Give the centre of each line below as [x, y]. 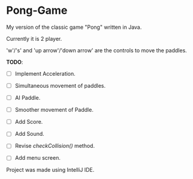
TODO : [15, 62]
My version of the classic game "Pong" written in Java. [74, 27]
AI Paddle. [28, 98]
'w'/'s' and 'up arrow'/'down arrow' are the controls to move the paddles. [96, 50]
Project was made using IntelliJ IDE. [50, 170]
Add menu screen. [38, 158]
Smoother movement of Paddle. [54, 110]
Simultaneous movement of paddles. [60, 86]
